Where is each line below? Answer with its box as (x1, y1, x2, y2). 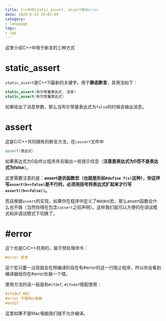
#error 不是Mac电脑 (5, 296, 43, 301)
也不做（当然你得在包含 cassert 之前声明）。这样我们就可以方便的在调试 (9, 204, 154, 210)
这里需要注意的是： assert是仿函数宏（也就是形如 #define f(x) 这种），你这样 (5, 175, 161, 181)
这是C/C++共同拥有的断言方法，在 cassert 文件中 (5, 138, 104, 144)
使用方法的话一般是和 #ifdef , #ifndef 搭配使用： (5, 282, 102, 288)
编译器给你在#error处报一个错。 (5, 271, 70, 277)
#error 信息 (5, 255, 28, 260)
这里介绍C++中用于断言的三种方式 (5, 45, 75, 50)
